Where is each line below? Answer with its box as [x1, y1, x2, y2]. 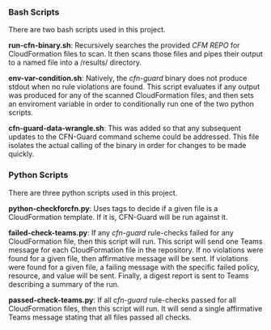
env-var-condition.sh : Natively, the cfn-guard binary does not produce [8, 74, 248, 83]
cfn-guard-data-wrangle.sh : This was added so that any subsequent [8, 124, 241, 133]
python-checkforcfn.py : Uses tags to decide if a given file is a [8, 203, 218, 213]
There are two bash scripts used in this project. [8, 25, 166, 35]
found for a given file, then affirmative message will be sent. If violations [8, 253, 249, 263]
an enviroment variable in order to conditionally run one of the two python [8, 99, 255, 109]
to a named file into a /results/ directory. [8, 57, 142, 67]
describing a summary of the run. [8, 279, 120, 289]
